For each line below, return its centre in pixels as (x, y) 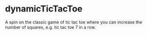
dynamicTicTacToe (44, 9)
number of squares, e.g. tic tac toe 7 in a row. (50, 27)
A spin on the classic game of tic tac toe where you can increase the (74, 22)
